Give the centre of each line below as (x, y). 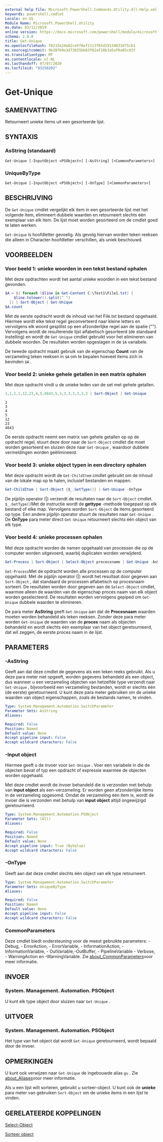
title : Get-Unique (24, 41)
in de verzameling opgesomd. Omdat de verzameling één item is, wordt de (80, 795)
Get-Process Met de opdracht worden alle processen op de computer (73, 571)
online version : (21, 32)
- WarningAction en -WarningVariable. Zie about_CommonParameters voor (79, 957)
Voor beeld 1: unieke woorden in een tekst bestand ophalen (76, 269)
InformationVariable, (25, 951)
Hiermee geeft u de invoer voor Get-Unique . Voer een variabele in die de (78, 765)
